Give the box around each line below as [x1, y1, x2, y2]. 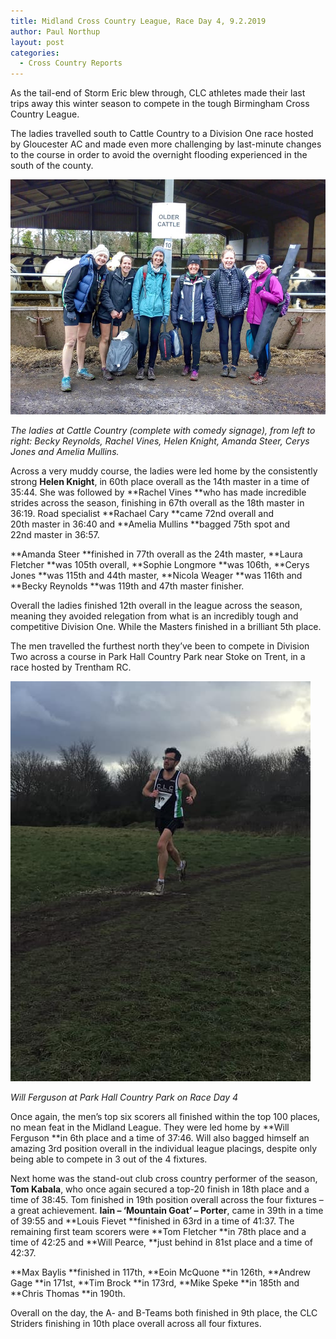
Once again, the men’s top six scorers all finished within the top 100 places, [10, 1111, 321, 1123]
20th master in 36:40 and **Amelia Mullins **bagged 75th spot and [10, 518, 290, 530]
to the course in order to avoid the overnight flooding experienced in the [10, 149, 308, 161]
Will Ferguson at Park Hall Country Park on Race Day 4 [10, 1091, 239, 1104]
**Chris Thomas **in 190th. [10, 1288, 126, 1300]
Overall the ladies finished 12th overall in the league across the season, [10, 600, 303, 612]
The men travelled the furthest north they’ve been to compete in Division [10, 640, 310, 652]
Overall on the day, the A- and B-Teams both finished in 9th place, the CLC [10, 1307, 318, 1319]
